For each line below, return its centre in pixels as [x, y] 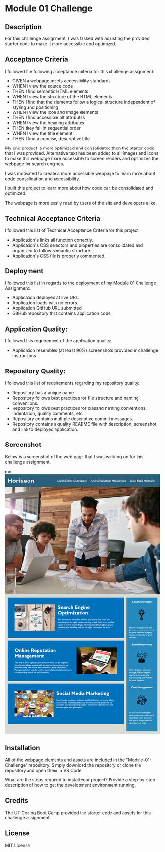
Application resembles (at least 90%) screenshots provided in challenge [85, 350]
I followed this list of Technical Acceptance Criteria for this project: [72, 230]
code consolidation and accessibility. [42, 179]
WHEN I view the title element [42, 133]
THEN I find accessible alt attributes [49, 117]
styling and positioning [35, 107]
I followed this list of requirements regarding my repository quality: [72, 383]
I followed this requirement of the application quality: [58, 341]
